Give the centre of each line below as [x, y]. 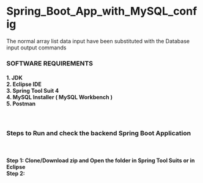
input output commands [36, 48]
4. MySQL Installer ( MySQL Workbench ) [60, 97]
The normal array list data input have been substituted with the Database [98, 41]
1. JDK [14, 78]
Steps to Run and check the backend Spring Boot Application [99, 133]
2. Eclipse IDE [24, 84]
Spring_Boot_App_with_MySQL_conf [102, 11]
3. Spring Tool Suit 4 [33, 91]
